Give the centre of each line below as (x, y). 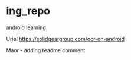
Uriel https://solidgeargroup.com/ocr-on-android (65, 39)
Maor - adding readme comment (46, 50)
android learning (26, 27)
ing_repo (28, 11)
